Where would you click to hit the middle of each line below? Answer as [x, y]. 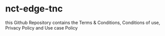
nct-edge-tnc [34, 9]
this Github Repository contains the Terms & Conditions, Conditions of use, [83, 22]
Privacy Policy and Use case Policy [42, 27]
